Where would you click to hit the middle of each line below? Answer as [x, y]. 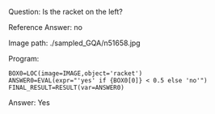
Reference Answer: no [46, 27]
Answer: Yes [29, 103]
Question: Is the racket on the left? [65, 12]
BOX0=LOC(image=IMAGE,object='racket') [76, 74]
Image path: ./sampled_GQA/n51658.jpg [74, 43]
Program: [24, 59]
